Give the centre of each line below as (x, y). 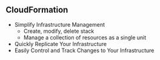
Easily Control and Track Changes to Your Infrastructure (84, 50)
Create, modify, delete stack (59, 31)
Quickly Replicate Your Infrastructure (61, 44)
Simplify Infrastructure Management (60, 24)
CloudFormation (37, 10)
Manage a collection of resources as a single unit (85, 37)
